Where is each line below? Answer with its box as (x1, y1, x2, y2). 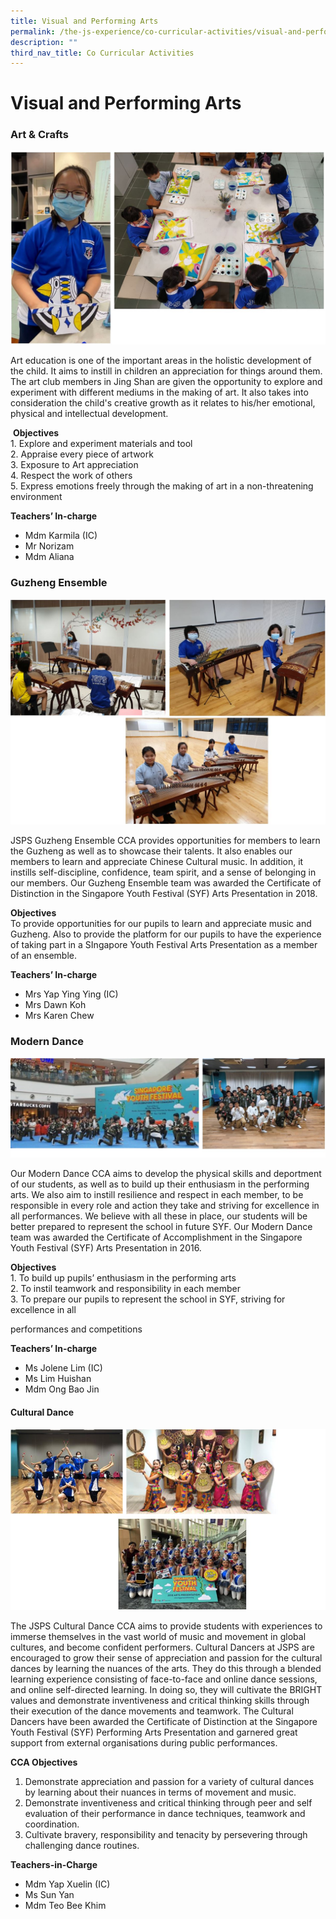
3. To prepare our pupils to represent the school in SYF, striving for (10, 1293, 286, 1305)
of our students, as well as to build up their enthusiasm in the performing (10, 1178, 310, 1190)
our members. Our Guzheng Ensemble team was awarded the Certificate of (10, 877, 322, 889)
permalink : (10, 26, 56, 37)
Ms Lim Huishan (24, 1373, 92, 1385)
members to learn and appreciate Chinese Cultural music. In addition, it (10, 856, 304, 868)
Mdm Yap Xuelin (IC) (24, 1878, 111, 1890)
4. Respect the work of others (10, 470, 133, 482)
